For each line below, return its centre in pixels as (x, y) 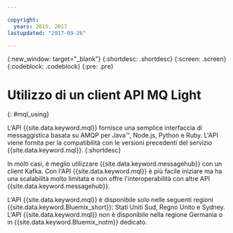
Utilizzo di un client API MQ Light (104, 95)
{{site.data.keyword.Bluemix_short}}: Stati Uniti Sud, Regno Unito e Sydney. (116, 207)
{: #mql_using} (28, 114)
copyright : (23, 20)
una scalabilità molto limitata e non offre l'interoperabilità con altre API (109, 179)
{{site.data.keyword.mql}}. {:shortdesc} (64, 150)
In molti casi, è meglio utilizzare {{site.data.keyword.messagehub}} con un (115, 164)
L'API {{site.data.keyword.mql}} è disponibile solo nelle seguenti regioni (111, 200)
